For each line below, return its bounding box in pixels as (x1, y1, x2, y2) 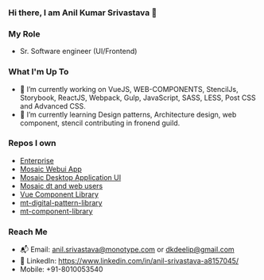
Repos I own (8, 138, 57, 149)
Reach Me (8, 226, 48, 237)
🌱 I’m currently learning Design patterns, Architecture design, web (19, 109, 237, 119)
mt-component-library (19, 206, 93, 216)
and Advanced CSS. (19, 101, 86, 110)
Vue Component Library (19, 190, 99, 199)
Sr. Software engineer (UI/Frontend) (19, 47, 138, 56)
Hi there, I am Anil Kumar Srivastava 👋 (8, 7, 157, 18)
